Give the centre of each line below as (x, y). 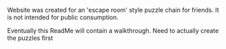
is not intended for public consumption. (63, 17)
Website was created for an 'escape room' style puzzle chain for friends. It (113, 10)
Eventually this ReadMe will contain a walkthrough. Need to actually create (113, 31)
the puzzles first (30, 38)
